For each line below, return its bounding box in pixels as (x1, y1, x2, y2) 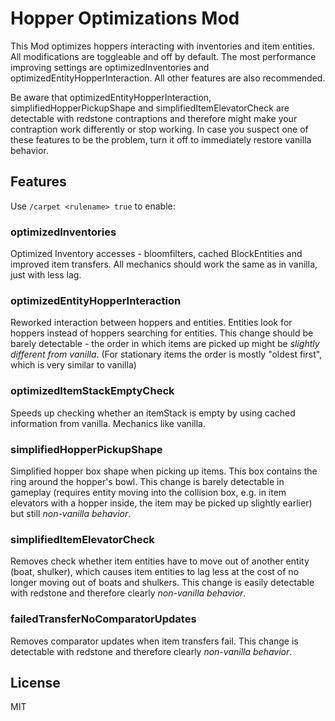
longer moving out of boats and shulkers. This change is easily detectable (10, 577, 315, 589)
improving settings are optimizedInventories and (10, 61, 210, 73)
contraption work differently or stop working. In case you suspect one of (10, 123, 309, 135)
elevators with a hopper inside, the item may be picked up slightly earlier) (10, 497, 313, 509)
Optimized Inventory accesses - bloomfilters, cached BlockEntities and (10, 248, 303, 260)
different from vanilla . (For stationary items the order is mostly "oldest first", (10, 348, 323, 361)
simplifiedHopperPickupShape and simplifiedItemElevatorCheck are (10, 102, 290, 114)
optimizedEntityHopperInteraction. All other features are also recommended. (10, 72, 326, 84)
